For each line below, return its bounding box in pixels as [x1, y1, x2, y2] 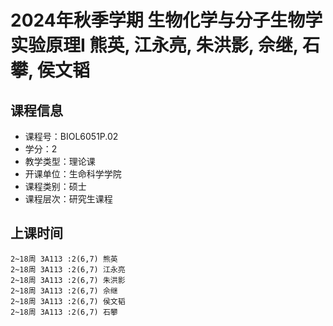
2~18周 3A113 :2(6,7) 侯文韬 [10, 296, 126, 306]
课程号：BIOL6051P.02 [24, 131, 119, 142]
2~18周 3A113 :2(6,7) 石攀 [10, 307, 118, 317]
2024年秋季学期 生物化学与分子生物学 [10, 9, 323, 32]
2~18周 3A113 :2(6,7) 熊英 [10, 254, 118, 264]
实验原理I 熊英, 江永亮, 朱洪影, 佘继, [10, 34, 299, 57]
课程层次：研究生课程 [24, 193, 113, 205]
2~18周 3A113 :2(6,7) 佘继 [10, 286, 118, 296]
